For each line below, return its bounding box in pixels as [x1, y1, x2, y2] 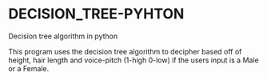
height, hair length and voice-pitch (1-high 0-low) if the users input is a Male [8, 55, 259, 65]
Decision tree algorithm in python [8, 31, 118, 41]
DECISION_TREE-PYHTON [8, 5, 185, 23]
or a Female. [8, 63, 50, 73]
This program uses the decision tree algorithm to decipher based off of [8, 46, 242, 56]
